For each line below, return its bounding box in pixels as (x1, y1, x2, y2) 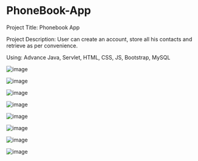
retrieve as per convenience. (6, 42, 78, 49)
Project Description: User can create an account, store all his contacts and (6, 35, 193, 43)
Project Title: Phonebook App (6, 24, 80, 31)
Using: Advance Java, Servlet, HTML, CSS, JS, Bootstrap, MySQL (6, 53, 171, 61)
